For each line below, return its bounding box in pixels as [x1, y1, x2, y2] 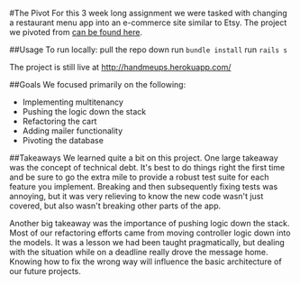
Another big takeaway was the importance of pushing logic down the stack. [9, 218, 290, 228]
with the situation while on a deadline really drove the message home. [9, 247, 268, 257]
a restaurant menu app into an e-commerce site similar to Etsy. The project [9, 17, 287, 28]
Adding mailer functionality [22, 125, 123, 136]
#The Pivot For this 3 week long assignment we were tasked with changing [9, 8, 288, 18]
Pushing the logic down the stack [22, 106, 147, 116]
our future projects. [9, 266, 81, 276]
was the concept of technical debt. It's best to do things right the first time [9, 162, 286, 172]
